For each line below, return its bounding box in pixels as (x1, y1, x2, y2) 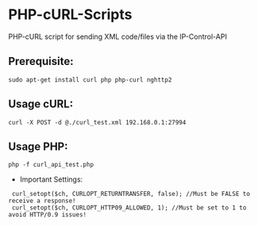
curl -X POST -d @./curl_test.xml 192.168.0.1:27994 (8, 118, 187, 126)
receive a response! (8, 197, 77, 205)
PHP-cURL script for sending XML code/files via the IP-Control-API (8, 32, 228, 41)
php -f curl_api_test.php (8, 161, 94, 169)
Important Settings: (19, 174, 83, 184)
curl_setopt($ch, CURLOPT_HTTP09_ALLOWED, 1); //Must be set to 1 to (11, 204, 247, 212)
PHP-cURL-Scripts (8, 6, 133, 24)
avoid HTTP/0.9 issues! (8, 211, 87, 219)
